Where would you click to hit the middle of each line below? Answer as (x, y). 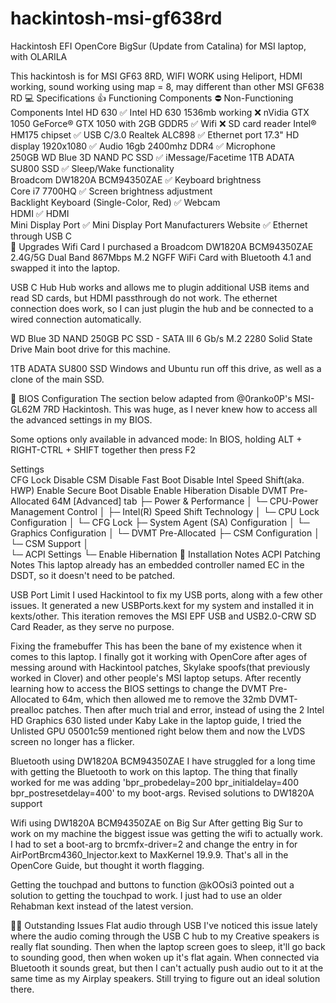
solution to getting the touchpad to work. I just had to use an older (146, 895)
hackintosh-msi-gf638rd (116, 18)
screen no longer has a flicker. (72, 741)
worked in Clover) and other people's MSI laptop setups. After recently (156, 678)
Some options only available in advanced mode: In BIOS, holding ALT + (156, 439)
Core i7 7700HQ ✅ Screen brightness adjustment (111, 191)
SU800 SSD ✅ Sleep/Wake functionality (92, 168)
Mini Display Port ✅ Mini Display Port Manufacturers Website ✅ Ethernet (159, 224)
